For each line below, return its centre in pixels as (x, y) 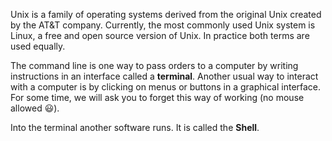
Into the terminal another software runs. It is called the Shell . (135, 127)
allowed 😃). (35, 108)
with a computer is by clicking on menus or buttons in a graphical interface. (166, 87)
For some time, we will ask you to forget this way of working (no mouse (157, 97)
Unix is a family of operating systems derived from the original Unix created (166, 14)
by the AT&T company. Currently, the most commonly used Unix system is (163, 25)
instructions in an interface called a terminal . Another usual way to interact (164, 76)
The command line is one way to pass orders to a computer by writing (154, 65)
